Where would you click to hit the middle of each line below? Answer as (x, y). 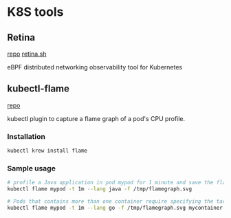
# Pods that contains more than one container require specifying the (110, 201)
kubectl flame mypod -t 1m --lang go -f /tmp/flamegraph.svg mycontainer (115, 208)
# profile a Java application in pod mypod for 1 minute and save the (110, 183)
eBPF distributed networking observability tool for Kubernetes (95, 67)
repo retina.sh (27, 54)
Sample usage (32, 168)
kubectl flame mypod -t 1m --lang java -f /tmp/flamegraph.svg (100, 189)
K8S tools (35, 12)
